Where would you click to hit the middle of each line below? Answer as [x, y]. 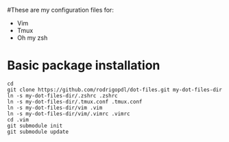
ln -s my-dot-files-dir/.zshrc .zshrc [62, 95]
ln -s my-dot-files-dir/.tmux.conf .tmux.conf [75, 102]
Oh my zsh [32, 38]
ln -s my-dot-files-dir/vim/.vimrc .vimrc [69, 114]
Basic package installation [84, 66]
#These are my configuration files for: [61, 10]
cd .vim [18, 119]
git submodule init [35, 126]
